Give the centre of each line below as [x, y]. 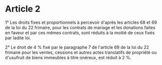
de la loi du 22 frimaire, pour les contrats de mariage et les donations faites [80, 27]
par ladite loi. [18, 38]
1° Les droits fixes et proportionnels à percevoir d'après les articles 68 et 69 [81, 22]
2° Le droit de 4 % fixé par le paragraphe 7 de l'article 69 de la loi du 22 [77, 47]
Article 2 [23, 9]
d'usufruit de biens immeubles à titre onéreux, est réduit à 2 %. [68, 57]
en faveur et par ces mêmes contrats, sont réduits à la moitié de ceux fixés [80, 32]
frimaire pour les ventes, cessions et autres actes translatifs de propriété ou [81, 52]
